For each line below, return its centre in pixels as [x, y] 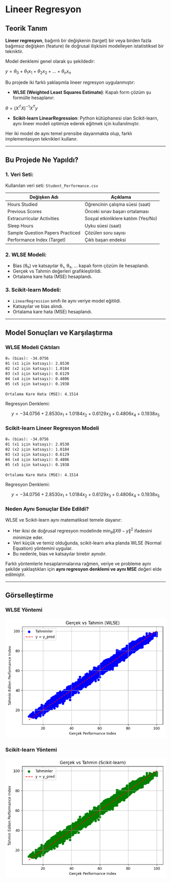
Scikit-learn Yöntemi [31, 750]
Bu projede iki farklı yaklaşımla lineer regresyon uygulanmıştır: [70, 82]
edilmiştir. [15, 574]
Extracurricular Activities [33, 219]
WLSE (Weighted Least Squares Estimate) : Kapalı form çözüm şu [82, 92]
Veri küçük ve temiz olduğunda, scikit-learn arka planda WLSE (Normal [87, 543]
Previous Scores [24, 212]
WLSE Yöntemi [24, 610]
